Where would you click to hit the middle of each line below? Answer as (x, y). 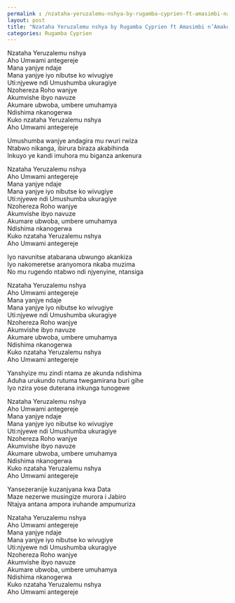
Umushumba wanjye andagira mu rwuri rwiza (73, 141)
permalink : (24, 14)
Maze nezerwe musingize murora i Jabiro (67, 497)
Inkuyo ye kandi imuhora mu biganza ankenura (74, 156)
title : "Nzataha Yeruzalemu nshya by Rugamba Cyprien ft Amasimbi (106, 27)
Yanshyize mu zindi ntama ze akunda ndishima (74, 373)
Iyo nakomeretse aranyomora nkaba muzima (71, 264)
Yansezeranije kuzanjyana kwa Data (59, 489)
